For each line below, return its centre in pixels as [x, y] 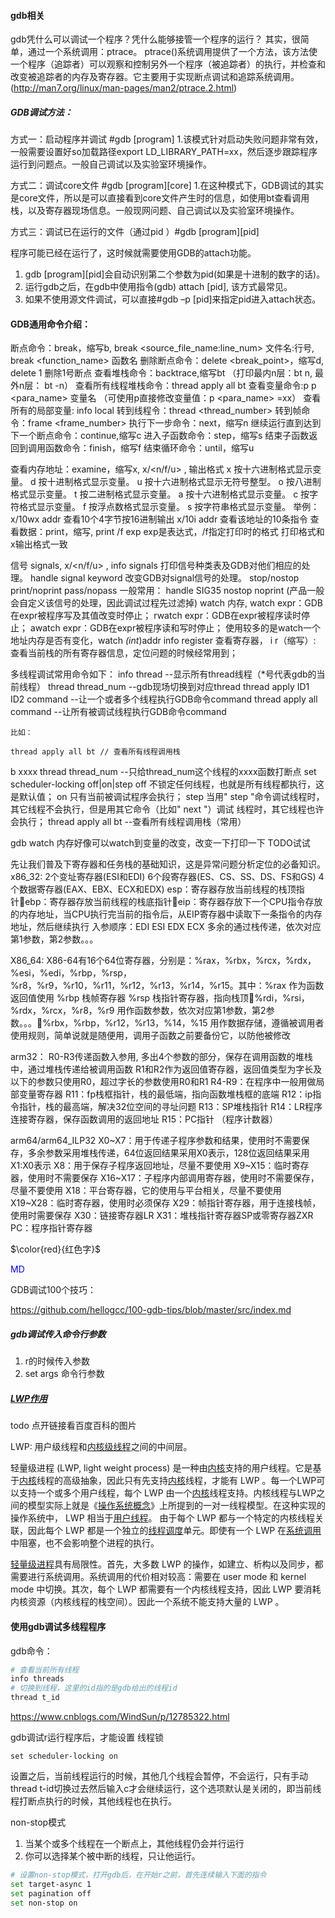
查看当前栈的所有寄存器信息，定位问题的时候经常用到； [124, 653]
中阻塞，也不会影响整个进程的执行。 [85, 1543]
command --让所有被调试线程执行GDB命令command [118, 712]
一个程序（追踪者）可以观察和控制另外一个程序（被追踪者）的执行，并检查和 [168, 64]
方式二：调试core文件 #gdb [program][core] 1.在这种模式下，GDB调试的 [158, 186]
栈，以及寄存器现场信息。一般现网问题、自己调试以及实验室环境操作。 [155, 211]
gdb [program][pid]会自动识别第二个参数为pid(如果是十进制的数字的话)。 [175, 274]
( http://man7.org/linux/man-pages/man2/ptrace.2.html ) [124, 88]
